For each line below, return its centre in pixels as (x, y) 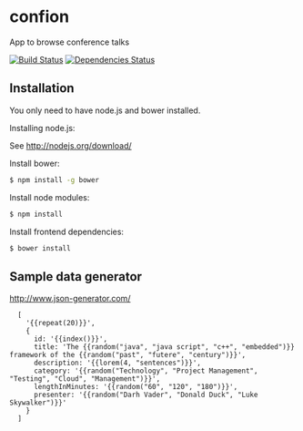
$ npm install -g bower (55, 180)
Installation (42, 88)
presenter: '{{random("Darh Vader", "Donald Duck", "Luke (146, 395)
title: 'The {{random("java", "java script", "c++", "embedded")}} (164, 347)
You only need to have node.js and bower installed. (105, 110)
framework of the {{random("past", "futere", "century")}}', (128, 355)
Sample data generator (76, 277)
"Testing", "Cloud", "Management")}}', (85, 379)
